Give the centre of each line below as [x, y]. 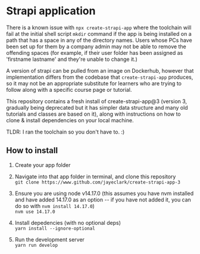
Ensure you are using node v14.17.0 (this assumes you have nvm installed [104, 193]
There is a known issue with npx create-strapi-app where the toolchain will [99, 27]
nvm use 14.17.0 [35, 212]
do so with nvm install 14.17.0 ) [55, 206]
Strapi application [51, 11]
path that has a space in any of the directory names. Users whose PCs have [99, 40]
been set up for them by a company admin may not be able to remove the [96, 47]
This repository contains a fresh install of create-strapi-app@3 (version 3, [97, 101]
